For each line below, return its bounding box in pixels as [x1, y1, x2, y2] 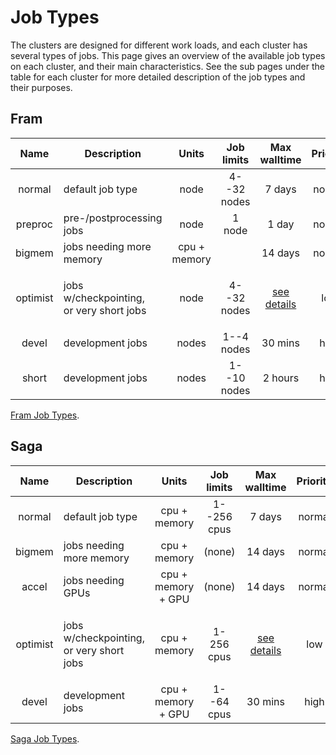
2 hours [262, 371, 300, 385]
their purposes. [10, 81, 73, 93]
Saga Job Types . [10, 732, 80, 745]
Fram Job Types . [10, 409, 80, 421]
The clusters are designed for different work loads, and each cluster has [10, 39, 308, 51]
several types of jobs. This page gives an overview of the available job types [10, 49, 326, 61]
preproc [15, 217, 53, 231]
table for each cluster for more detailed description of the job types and [10, 71, 306, 83]
